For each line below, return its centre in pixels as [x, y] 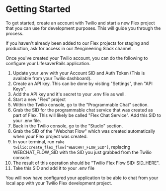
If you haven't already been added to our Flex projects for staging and [77, 43]
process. [15, 33]
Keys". [19, 89]
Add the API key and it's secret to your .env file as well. [69, 94]
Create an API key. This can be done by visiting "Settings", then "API [83, 84]
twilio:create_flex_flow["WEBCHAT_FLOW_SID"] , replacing [72, 147]
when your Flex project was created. [50, 136]
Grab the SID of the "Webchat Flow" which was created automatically [84, 131]
